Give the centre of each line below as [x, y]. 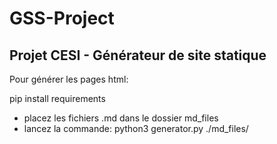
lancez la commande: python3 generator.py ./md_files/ [136, 128]
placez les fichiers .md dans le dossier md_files [121, 118]
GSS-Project [62, 18]
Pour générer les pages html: [69, 79]
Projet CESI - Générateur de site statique [138, 55]
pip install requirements [57, 98]
